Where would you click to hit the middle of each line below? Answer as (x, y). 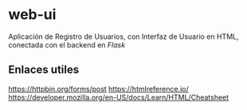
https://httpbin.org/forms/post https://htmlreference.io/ (98, 89)
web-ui (32, 15)
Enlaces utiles (44, 70)
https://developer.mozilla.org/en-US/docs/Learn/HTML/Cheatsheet (119, 97)
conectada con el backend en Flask (67, 44)
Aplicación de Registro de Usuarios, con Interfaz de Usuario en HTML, (123, 36)
